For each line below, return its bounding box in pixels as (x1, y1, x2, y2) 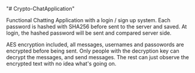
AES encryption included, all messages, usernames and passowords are (6, 41, 184, 48)
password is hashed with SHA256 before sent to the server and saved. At (6, 23, 187, 30)
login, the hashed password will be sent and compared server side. (6, 29, 172, 36)
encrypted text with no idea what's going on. (6, 60, 117, 67)
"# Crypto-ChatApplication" (6, 5, 75, 12)
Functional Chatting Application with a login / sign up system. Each (6, 17, 170, 23)
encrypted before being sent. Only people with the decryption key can (6, 47, 179, 54)
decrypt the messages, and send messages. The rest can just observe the (6, 54, 190, 60)
